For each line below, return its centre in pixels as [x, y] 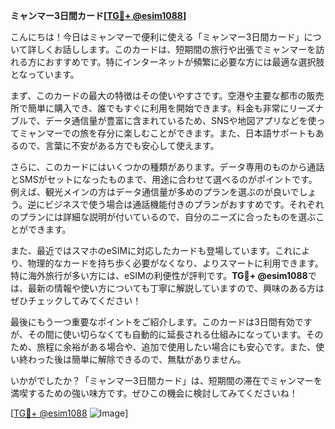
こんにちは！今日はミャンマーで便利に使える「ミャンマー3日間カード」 [157, 37]
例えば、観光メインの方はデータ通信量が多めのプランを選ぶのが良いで [155, 192]
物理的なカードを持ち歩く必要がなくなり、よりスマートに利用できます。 [175, 263]
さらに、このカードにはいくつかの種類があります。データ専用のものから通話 [167, 167]
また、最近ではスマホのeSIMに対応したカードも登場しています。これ [151, 250]
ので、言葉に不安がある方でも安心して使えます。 [119, 145]
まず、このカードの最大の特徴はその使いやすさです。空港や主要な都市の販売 [167, 95]
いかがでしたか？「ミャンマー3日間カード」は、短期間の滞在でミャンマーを [166, 380]
